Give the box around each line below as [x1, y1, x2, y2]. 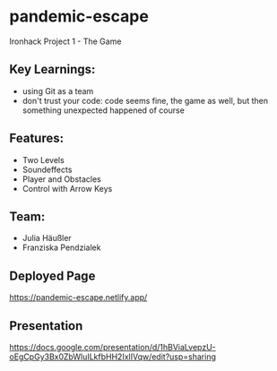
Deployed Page [9, 268, 96, 283]
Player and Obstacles [22, 173, 101, 185]
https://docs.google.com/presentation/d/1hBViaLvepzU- [9, 342, 217, 352]
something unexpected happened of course [22, 105, 186, 116]
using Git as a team [22, 85, 94, 96]
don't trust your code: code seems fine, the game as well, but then [22, 95, 269, 106]
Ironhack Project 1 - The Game [9, 36, 122, 47]
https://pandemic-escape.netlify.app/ [9, 292, 148, 303]
